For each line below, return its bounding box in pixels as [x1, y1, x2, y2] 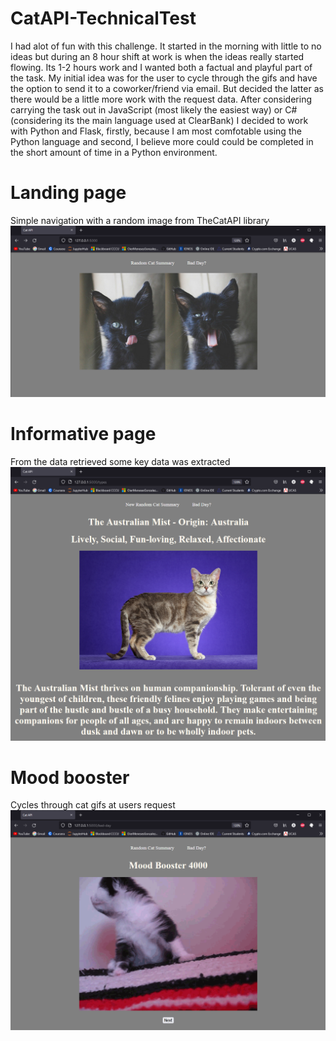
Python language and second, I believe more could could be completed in [10, 135, 314, 147]
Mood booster [10, 766, 130, 789]
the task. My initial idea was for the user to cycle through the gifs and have [10, 72, 318, 84]
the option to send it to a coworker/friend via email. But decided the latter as [10, 82, 324, 94]
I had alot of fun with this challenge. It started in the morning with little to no [10, 40, 322, 52]
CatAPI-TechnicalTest [10, 7, 197, 30]
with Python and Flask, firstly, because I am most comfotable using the [10, 125, 302, 137]
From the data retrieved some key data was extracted [10, 455, 231, 467]
